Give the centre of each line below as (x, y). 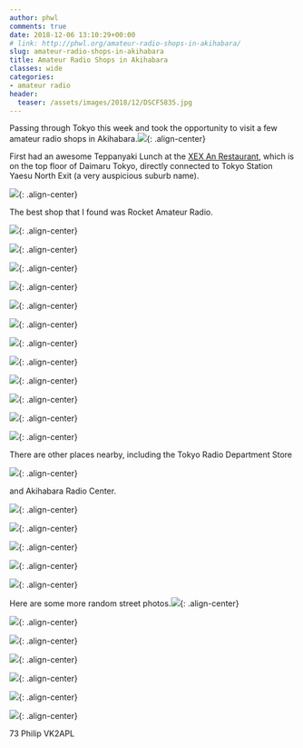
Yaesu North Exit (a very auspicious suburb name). (104, 176)
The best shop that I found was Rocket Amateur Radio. (111, 212)
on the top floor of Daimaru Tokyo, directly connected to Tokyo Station (142, 166)
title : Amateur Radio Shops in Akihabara (89, 60)
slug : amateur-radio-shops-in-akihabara (87, 52)
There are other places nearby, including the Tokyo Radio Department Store (151, 454)
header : (24, 94)
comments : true (38, 26)
